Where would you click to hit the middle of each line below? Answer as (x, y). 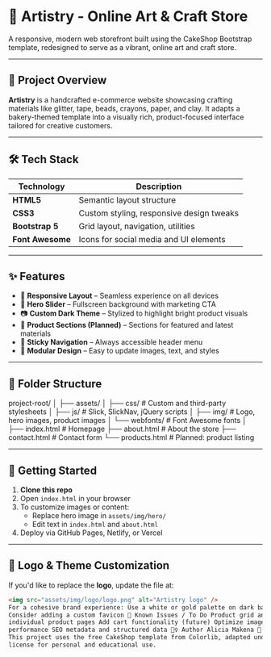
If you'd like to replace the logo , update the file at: (91, 585)
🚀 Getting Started (53, 470)
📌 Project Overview (58, 80)
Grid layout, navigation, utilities (137, 226)
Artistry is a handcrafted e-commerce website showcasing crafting (121, 99)
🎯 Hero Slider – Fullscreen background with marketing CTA (118, 304)
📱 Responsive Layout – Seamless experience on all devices (119, 296)
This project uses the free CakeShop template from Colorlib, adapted (129, 638)
